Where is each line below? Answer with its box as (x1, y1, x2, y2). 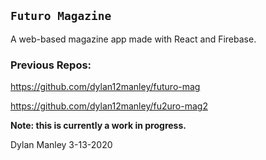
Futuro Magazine (10, 9, 112, 24)
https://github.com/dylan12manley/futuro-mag (10, 81, 201, 93)
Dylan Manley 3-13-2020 (10, 139, 113, 151)
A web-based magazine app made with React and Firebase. (10, 33, 257, 45)
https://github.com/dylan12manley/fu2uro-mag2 (10, 100, 208, 112)
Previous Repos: (10, 58, 92, 72)
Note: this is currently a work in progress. (10, 120, 187, 132)
